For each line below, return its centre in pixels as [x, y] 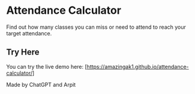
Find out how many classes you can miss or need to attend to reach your [96, 27]
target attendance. [29, 33]
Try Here [23, 52]
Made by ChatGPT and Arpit [41, 84]
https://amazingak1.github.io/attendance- [138, 66]
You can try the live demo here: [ [46, 66]
